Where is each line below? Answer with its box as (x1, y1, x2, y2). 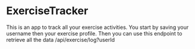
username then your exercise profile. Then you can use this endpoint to (6, 30, 182, 37)
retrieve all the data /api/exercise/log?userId (6, 36, 115, 43)
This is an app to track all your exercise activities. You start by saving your (6, 24, 189, 31)
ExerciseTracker (6, 4, 89, 18)
